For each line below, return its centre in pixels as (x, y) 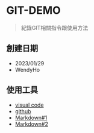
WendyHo (27, 69)
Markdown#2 (32, 124)
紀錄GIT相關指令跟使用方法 (55, 28)
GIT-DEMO (34, 10)
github (23, 111)
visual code (29, 105)
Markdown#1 (31, 117)
